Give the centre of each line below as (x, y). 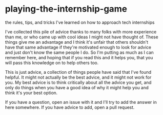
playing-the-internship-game (66, 9)
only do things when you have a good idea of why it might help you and (77, 87)
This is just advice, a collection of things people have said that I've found (78, 72)
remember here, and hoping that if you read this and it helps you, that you (79, 57)
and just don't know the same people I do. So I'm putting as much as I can (79, 52)
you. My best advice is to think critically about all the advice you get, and (78, 82)
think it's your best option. (31, 93)
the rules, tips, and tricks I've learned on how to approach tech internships (80, 22)
